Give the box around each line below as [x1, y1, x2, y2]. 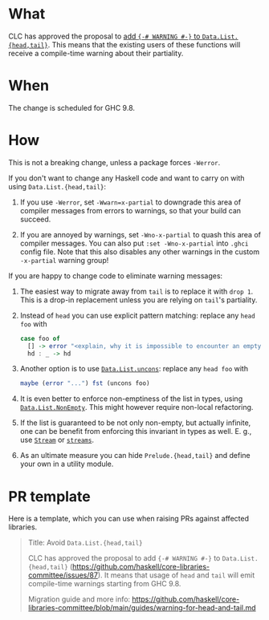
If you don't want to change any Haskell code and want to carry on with [8, 173, 245, 183]
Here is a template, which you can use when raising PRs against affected [8, 514, 249, 524]
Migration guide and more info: [27, 594, 131, 604]
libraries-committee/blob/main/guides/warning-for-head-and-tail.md [27, 603, 256, 613]
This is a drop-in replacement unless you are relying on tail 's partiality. [19, 294, 258, 305]
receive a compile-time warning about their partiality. [8, 48, 184, 58]
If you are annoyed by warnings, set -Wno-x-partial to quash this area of [19, 229, 261, 239]
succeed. [19, 214, 51, 224]
